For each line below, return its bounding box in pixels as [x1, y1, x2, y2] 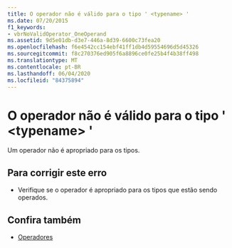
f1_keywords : [7, 24, 46, 31]
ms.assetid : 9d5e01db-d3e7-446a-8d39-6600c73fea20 [7, 37, 161, 44]
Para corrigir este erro [7, 167, 107, 179]
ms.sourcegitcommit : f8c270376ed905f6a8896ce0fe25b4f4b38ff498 [7, 51, 199, 58]
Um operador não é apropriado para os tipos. [7, 146, 140, 155]
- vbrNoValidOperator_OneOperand [7, 30, 107, 38]
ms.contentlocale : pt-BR [7, 63, 81, 71]
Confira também [7, 214, 82, 226]
